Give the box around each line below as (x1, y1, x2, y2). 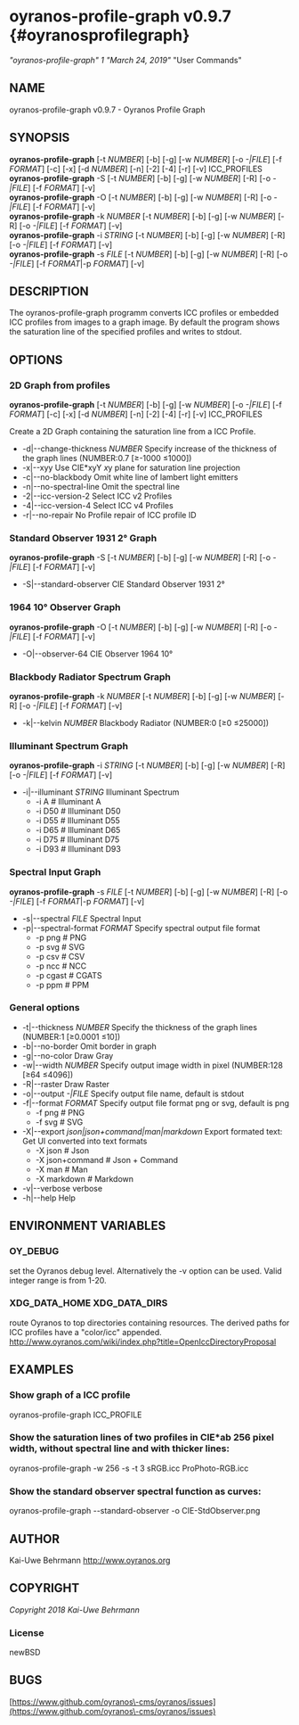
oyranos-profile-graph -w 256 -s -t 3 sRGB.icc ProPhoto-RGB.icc (9, 1463, 249, 1473)
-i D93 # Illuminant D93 (35, 844, 122, 854)
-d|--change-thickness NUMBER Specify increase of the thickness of (21, 443, 278, 454)
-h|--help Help (21, 1193, 76, 1203)
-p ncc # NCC (35, 961, 87, 971)
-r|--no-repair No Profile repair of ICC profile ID (21, 510, 198, 521)
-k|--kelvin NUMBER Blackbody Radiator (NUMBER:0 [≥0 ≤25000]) (21, 717, 270, 728)
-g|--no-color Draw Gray (21, 1050, 114, 1061)
